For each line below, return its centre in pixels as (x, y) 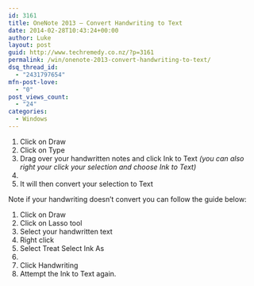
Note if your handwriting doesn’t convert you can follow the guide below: (128, 199)
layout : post (30, 45)
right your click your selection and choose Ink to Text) (108, 167)
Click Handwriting (49, 265)
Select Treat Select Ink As (62, 248)
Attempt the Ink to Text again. (68, 273)
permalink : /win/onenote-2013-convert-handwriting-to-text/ (110, 60)
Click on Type (42, 150)
